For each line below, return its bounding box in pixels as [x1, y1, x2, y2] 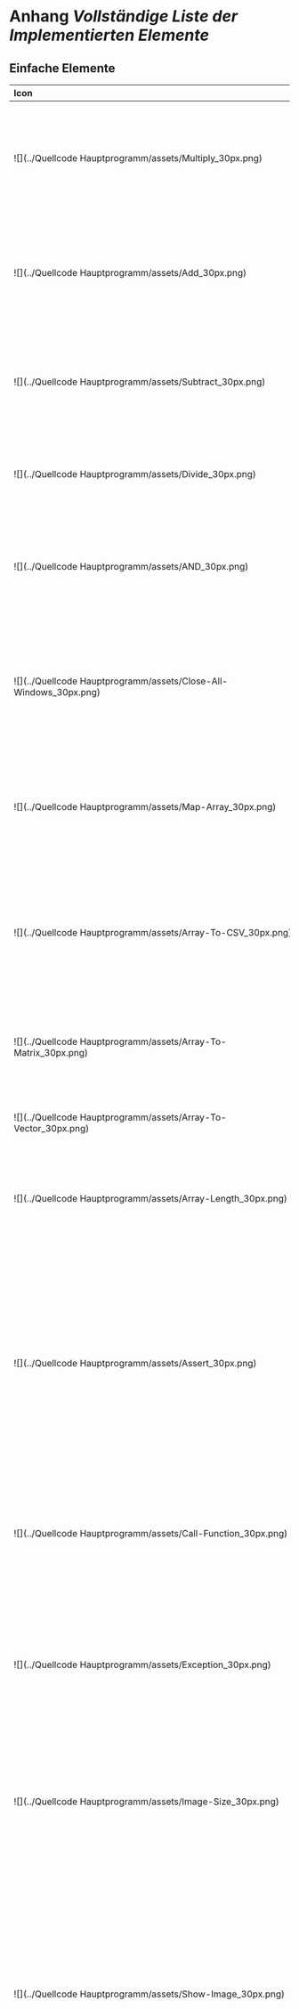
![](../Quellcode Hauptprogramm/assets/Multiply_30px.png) [13, 152, 263, 164]
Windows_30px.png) [13, 686, 101, 698]
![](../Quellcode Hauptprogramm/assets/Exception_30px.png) [13, 1658, 271, 1671]
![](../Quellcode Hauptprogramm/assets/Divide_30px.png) [13, 468, 256, 480]
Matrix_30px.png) [13, 1047, 89, 1058]
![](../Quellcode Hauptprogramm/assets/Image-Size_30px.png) [13, 1795, 279, 1808]
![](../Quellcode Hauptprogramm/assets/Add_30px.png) [13, 267, 247, 279]
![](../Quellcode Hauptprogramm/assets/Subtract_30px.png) [13, 376, 266, 388]
